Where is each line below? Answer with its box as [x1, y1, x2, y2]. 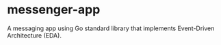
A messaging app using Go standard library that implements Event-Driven [7, 24, 215, 32]
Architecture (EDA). [7, 31, 62, 39]
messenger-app [7, 2, 101, 17]
